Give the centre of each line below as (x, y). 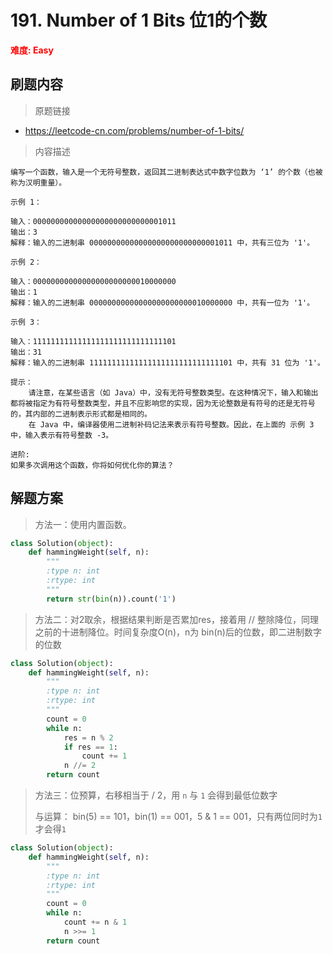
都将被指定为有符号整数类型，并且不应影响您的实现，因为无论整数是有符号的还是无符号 (163, 403)
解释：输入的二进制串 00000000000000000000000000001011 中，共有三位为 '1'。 (162, 242)
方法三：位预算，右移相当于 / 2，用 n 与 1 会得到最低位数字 (156, 795)
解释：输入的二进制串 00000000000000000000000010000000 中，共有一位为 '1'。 (162, 302)
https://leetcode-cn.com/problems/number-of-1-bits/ (134, 130)
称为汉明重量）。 (38, 182)
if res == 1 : (90, 747)
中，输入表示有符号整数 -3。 (62, 435)
